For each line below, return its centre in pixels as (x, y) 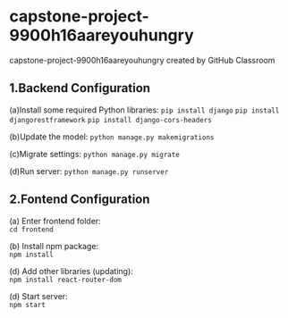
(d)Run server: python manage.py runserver (89, 171)
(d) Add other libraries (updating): (72, 271)
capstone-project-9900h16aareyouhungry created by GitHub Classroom (142, 60)
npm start (28, 305)
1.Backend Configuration (80, 88)
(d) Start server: (39, 296)
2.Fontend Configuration (80, 200)
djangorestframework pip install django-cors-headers (110, 120)
